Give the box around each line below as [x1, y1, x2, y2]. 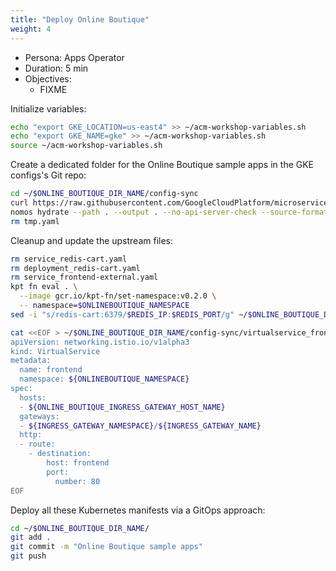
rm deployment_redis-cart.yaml [10, 263, 141, 273]
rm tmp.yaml [10, 216, 60, 226]
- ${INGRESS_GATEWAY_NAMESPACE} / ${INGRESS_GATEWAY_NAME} [19, 421, 262, 431]
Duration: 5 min [24, 62, 89, 74]
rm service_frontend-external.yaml [10, 272, 159, 283]
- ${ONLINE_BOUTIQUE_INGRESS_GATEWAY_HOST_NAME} [19, 402, 226, 412]
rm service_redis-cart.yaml [10, 254, 128, 264]
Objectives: [24, 72, 72, 85]
